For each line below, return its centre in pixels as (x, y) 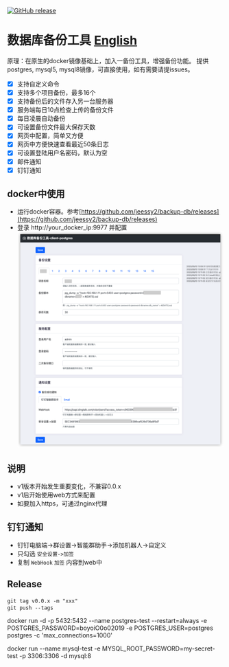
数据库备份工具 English (72, 41)
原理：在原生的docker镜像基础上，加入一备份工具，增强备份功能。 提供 (108, 60)
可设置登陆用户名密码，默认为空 (62, 153)
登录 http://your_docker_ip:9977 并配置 (72, 227)
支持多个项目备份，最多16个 (56, 92)
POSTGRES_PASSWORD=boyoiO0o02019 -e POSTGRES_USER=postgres (110, 628)
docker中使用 (36, 194)
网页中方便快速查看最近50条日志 (63, 144)
